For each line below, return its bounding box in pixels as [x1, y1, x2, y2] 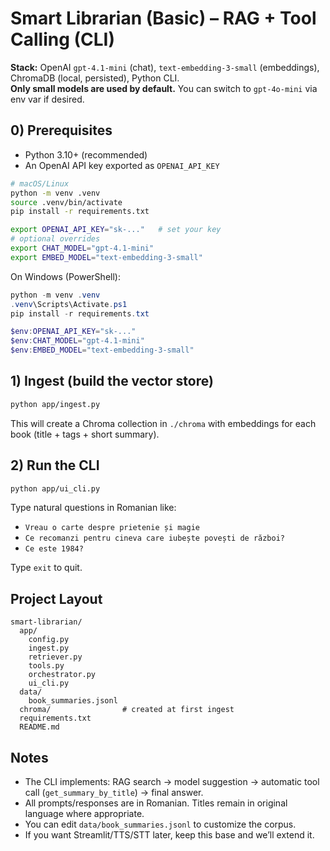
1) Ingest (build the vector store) [10, 373, 214, 390]
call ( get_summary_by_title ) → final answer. [24, 787, 204, 798]
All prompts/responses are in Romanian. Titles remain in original [24, 797, 288, 809]
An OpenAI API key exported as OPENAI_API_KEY [24, 159, 220, 171]
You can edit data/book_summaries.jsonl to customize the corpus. [24, 818, 297, 830]
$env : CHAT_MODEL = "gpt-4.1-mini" [10, 336, 145, 346]
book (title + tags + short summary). [10, 428, 160, 440]
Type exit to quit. [10, 562, 83, 574]
